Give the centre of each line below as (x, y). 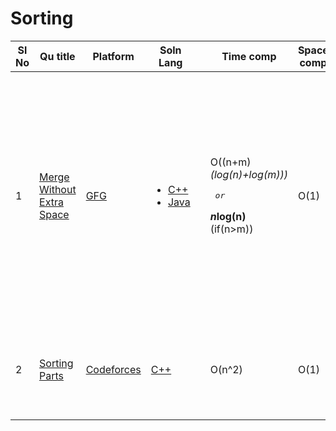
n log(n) (228, 217)
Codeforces (113, 369)
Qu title (57, 56)
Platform (113, 56)
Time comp (249, 56)
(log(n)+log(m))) (248, 175)
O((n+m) (230, 162)
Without (58, 189)
